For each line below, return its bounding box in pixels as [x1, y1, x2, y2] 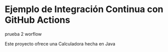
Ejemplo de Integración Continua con [5, 4, 164, 15]
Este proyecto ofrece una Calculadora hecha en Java [5, 40, 116, 46]
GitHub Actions [5, 14, 70, 26]
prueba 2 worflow [5, 31, 42, 37]
